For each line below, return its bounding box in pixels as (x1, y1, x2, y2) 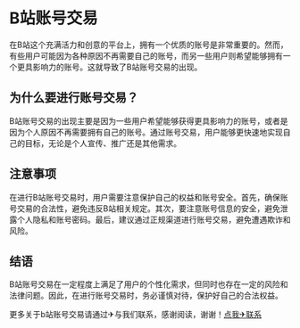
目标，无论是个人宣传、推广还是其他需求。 (24, 137, 181, 148)
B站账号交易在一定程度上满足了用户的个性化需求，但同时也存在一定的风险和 (9, 279, 288, 290)
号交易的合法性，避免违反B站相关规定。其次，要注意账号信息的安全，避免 (9, 202, 281, 214)
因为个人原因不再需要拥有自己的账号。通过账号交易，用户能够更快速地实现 (9, 127, 283, 137)
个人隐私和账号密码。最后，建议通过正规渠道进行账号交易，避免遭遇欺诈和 (16, 214, 291, 225)
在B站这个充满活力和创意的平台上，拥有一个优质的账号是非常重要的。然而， (9, 39, 288, 50)
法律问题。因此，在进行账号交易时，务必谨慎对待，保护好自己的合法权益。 (9, 291, 283, 301)
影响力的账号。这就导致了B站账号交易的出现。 (32, 61, 203, 72)
